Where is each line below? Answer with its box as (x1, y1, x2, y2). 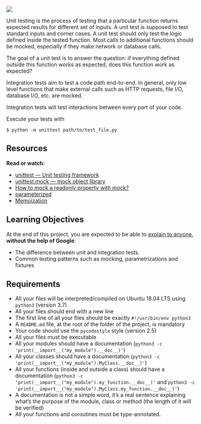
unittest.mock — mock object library (14, 177, 106, 184)
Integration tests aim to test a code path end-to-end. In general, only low (6, 79, 187, 86)
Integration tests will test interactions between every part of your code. (6, 103, 183, 111)
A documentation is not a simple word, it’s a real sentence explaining (14, 391, 186, 399)
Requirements (6, 279, 60, 290)
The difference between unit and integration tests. (14, 249, 140, 256)
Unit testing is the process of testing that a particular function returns (6, 17, 179, 24)
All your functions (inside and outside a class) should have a (14, 366, 165, 373)
